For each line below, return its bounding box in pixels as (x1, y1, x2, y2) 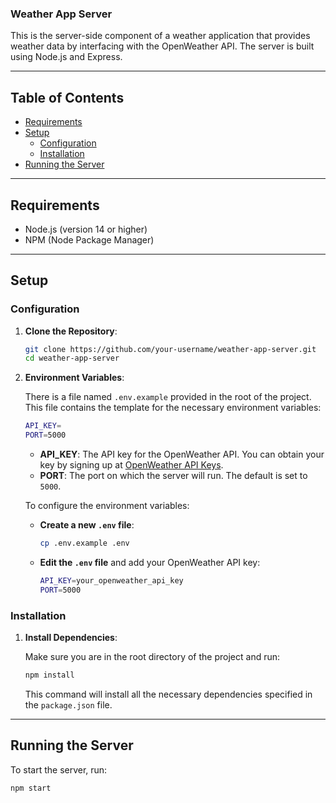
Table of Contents (10, 89, 125, 106)
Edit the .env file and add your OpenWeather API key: (39, 556, 261, 568)
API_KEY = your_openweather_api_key (39, 575, 184, 586)
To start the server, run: (10, 763, 108, 776)
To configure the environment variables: (24, 500, 190, 512)
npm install (24, 670, 75, 681)
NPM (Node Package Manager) (24, 233, 155, 246)
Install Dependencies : (24, 632, 118, 644)
